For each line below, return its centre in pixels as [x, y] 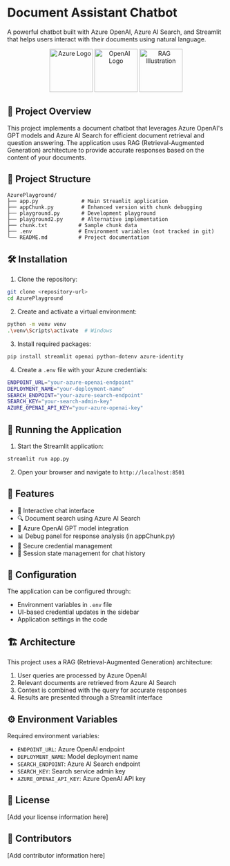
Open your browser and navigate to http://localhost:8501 [101, 472]
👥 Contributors [40, 839]
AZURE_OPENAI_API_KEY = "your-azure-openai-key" [75, 408]
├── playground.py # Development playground [82, 213]
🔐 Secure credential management [65, 546]
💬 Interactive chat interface [56, 510]
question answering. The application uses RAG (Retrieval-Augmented [106, 142]
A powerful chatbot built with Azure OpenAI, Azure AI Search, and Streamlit [114, 32]
